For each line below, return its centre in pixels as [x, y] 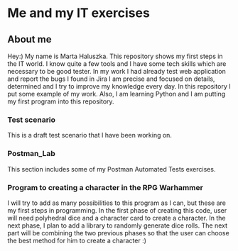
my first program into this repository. [61, 101]
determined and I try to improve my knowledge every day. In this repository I [119, 86]
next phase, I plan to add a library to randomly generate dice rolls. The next [118, 225]
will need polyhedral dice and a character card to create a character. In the [117, 218]
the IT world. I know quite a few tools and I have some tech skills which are [117, 64]
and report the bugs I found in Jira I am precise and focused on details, [111, 79]
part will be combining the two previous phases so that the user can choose [118, 233]
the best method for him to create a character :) [77, 240]
